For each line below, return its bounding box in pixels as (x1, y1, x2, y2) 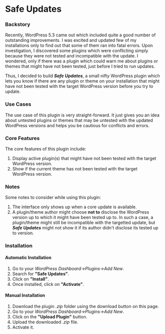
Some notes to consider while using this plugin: (5, 195, 101, 200)
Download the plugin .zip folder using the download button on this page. (12, 303, 159, 309)
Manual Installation (5, 292, 45, 298)
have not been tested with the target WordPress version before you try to (5, 83, 154, 89)
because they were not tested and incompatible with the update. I (5, 53, 138, 59)
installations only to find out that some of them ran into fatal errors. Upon (5, 43, 153, 49)
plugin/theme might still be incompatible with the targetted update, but (12, 220, 156, 225)
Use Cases (5, 101, 32, 108)
